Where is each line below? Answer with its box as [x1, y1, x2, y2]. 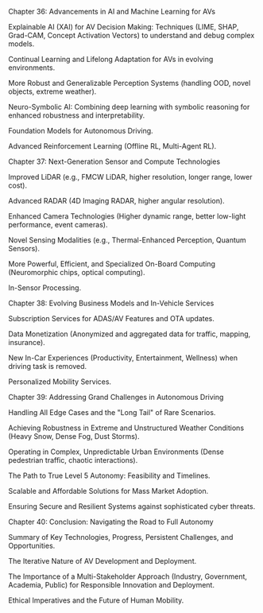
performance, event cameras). [8, 220, 108, 229]
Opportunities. [8, 541, 56, 550]
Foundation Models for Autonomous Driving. [8, 126, 153, 135]
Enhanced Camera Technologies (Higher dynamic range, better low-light [8, 211, 246, 221]
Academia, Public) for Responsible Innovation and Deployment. [8, 580, 215, 589]
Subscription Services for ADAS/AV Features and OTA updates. [8, 314, 215, 323]
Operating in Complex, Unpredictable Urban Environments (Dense [8, 447, 225, 456]
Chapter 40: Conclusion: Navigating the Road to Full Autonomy [8, 517, 214, 526]
